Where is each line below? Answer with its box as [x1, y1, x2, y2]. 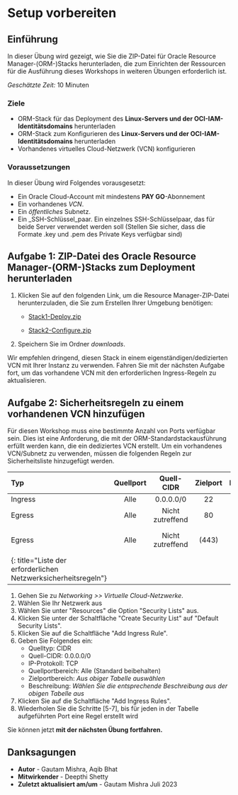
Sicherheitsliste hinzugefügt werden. [7, 457, 115, 466]
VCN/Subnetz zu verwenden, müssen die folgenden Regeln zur [7, 449, 193, 458]
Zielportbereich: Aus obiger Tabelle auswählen [28, 675, 165, 683]
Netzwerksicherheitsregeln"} [11, 573, 108, 583]
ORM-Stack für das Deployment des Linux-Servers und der [17, 115, 193, 123]
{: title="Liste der [11, 556, 67, 565]
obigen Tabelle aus [28, 689, 85, 698]
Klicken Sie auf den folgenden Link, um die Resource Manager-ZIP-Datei [17, 291, 229, 300]
